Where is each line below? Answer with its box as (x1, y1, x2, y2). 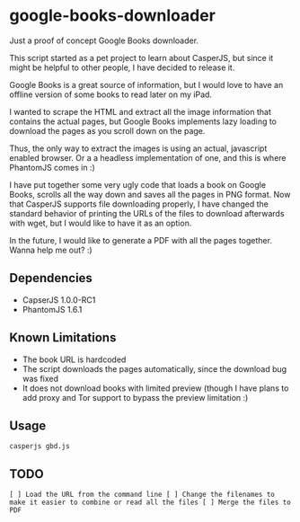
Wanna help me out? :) (9, 244, 93, 255)
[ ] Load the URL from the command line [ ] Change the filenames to (9, 491, 276, 500)
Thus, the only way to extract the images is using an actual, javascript (9, 143, 268, 154)
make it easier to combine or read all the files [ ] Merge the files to (9, 498, 292, 508)
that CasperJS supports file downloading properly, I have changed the (9, 199, 269, 209)
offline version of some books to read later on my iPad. (9, 89, 213, 100)
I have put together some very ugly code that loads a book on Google (9, 179, 267, 190)
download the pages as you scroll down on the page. (9, 125, 206, 136)
